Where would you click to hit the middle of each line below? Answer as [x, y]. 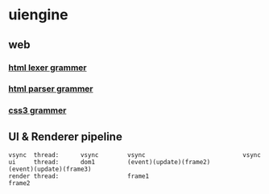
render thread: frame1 [79, 176]
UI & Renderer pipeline [65, 136]
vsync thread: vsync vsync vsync [135, 155]
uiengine [38, 15]
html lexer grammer [48, 68]
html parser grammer [51, 89]
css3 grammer [37, 110]
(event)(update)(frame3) [50, 169]
